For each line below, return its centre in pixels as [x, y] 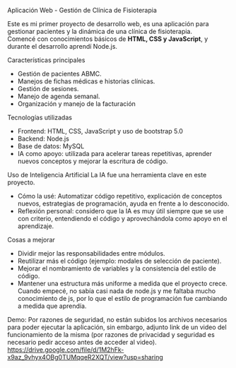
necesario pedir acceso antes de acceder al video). [82, 342]
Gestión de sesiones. [48, 89]
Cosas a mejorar [31, 240]
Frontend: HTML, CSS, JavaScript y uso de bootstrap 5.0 [100, 131]
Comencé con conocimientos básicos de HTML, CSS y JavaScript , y [108, 39]
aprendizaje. [36, 226]
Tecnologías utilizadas [40, 117]
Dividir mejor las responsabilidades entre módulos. [91, 253]
